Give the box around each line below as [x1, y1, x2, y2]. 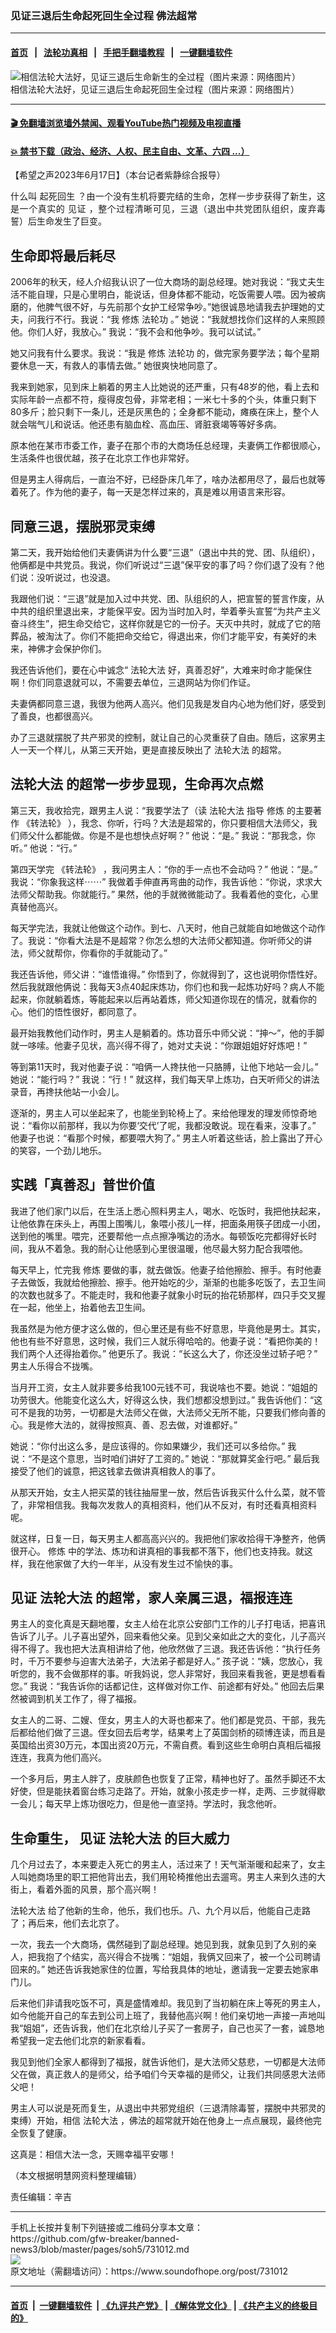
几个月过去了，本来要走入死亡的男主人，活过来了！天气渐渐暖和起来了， [10, 1858, 308, 1871]
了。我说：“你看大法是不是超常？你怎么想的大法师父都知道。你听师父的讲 [10, 934, 313, 946]
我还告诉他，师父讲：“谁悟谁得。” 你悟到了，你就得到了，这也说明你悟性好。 [10, 968, 323, 980]
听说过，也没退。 [44, 571, 116, 583]
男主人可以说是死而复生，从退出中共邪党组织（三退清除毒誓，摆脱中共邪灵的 [10, 2102, 326, 2114]
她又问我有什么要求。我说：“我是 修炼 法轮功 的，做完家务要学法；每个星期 [10, 347, 320, 359]
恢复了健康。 [18, 2127, 72, 2139]
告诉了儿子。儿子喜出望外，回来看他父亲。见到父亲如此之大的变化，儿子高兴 [10, 1630, 326, 1642]
